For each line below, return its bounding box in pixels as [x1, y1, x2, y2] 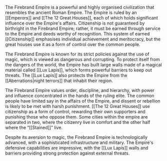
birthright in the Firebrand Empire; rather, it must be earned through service [5, 25, 161, 31]
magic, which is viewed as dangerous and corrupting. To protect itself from [5, 56, 160, 62]
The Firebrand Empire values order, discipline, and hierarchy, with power [5, 87, 155, 93]
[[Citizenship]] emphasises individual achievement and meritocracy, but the [5, 36, 161, 42]
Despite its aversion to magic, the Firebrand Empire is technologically [5, 134, 148, 140]
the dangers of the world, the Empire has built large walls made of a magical [5, 62, 162, 67]
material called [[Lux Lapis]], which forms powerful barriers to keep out [5, 67, 152, 73]
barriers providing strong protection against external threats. [5, 150, 130, 156]
